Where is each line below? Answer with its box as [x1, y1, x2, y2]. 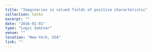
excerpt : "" [5, 16, 30, 21]
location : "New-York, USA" [5, 35, 61, 40]
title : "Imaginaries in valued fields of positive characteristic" [5, 7, 148, 12]
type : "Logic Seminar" [5, 26, 52, 31]
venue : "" [5, 30, 26, 35]
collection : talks [5, 12, 43, 17]
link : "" [5, 40, 23, 45]
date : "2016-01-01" [5, 21, 46, 26]
